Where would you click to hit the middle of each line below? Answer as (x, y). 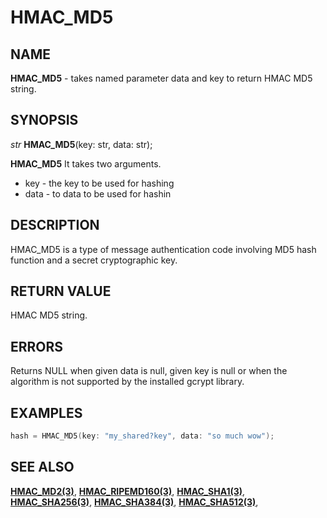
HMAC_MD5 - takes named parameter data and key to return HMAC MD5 (161, 78)
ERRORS (37, 346)
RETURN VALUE (61, 291)
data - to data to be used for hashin (98, 193)
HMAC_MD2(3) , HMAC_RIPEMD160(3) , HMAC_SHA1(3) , (128, 491)
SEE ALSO (42, 467)
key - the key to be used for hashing (99, 183)
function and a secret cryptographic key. (94, 260)
